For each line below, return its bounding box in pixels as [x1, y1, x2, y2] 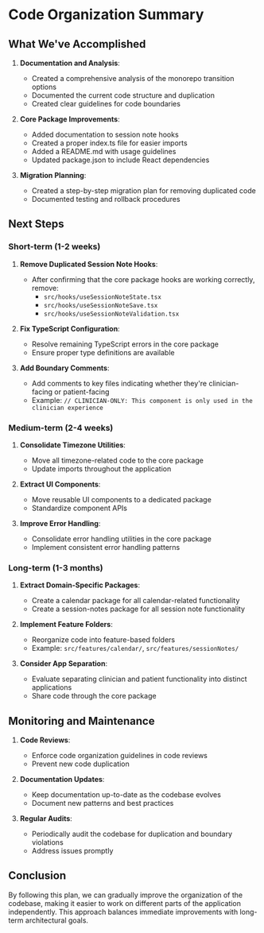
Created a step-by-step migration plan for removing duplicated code [31, 186, 256, 196]
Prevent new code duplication [31, 759, 130, 768]
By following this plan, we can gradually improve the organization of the [8, 890, 243, 900]
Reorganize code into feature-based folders [31, 635, 176, 645]
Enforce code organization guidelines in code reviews [31, 751, 208, 761]
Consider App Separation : [19, 659, 108, 668]
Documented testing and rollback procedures [31, 195, 181, 203]
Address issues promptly [31, 846, 114, 856]
